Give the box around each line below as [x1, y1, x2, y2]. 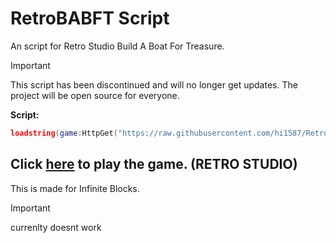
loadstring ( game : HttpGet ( [10, 128, 118, 138]
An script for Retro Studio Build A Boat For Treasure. [10, 40, 225, 52]
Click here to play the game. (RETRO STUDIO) [10, 156, 298, 173]
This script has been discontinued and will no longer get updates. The [10, 78, 298, 91]
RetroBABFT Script [10, 7, 170, 30]
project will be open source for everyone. [10, 89, 180, 101]
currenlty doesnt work [10, 221, 102, 233]
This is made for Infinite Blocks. [10, 182, 140, 194]
